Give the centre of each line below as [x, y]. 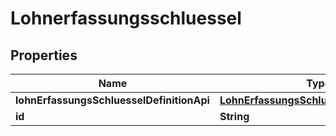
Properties [44, 55]
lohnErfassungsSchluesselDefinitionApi [112, 100]
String [234, 116]
